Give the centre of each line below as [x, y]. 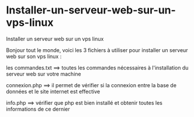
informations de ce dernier [38, 109]
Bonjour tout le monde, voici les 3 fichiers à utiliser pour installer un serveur [97, 50]
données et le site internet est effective [53, 91]
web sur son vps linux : [34, 56]
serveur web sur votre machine [44, 74]
